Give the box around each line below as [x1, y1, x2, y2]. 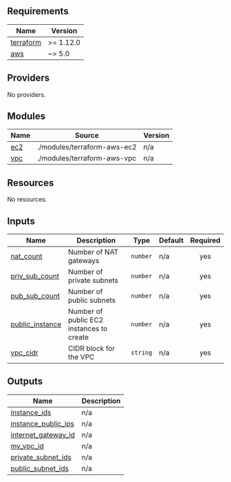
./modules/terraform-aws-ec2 [36, 143, 137, 152]
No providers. [7, 90, 46, 98]
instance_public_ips [10, 419, 74, 428]
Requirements [7, 6, 69, 17]
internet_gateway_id [10, 430, 76, 439]
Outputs [7, 375, 43, 388]
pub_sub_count [10, 291, 60, 301]
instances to [67, 324, 108, 333]
